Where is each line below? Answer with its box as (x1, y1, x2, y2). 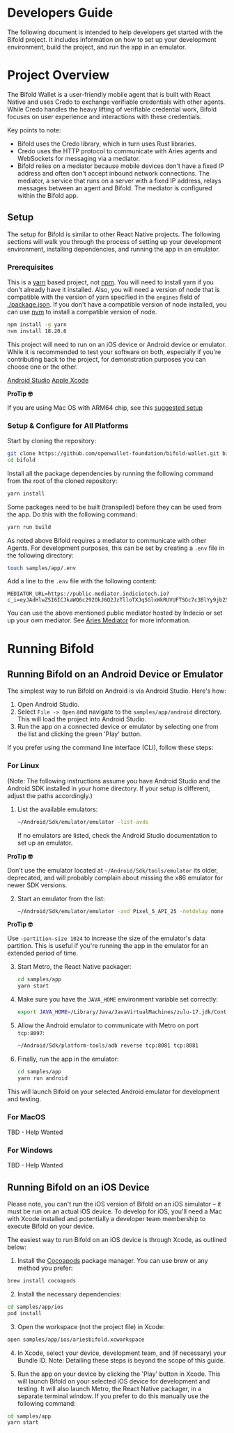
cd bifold (7, 457, 36, 463)
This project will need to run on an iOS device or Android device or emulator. (7, 340, 226, 348)
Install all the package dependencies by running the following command (7, 469, 214, 477)
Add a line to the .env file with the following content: (7, 577, 157, 585)
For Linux (7, 761, 40, 771)
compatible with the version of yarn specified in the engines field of (7, 293, 201, 301)
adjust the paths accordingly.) (7, 791, 93, 799)
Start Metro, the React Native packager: (17, 963, 132, 971)
